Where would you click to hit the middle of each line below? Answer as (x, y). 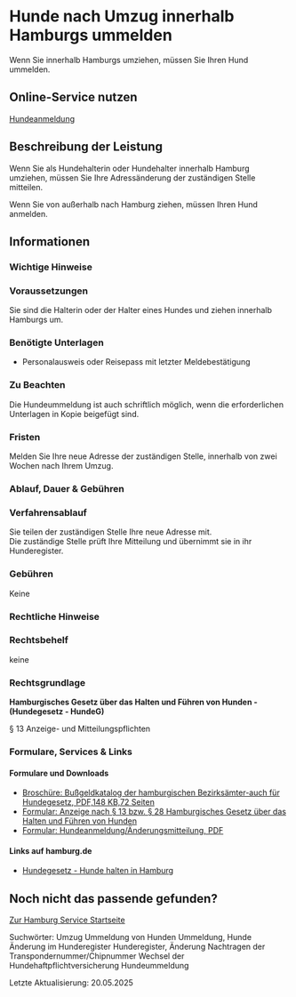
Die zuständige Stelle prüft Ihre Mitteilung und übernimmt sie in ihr (131, 542)
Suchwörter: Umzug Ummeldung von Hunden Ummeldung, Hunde (130, 937)
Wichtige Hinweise (51, 267)
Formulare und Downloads (59, 773)
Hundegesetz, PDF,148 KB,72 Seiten (88, 802)
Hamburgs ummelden (91, 35)
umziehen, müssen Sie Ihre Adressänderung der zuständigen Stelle (132, 177)
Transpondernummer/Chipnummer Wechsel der (97, 956)
